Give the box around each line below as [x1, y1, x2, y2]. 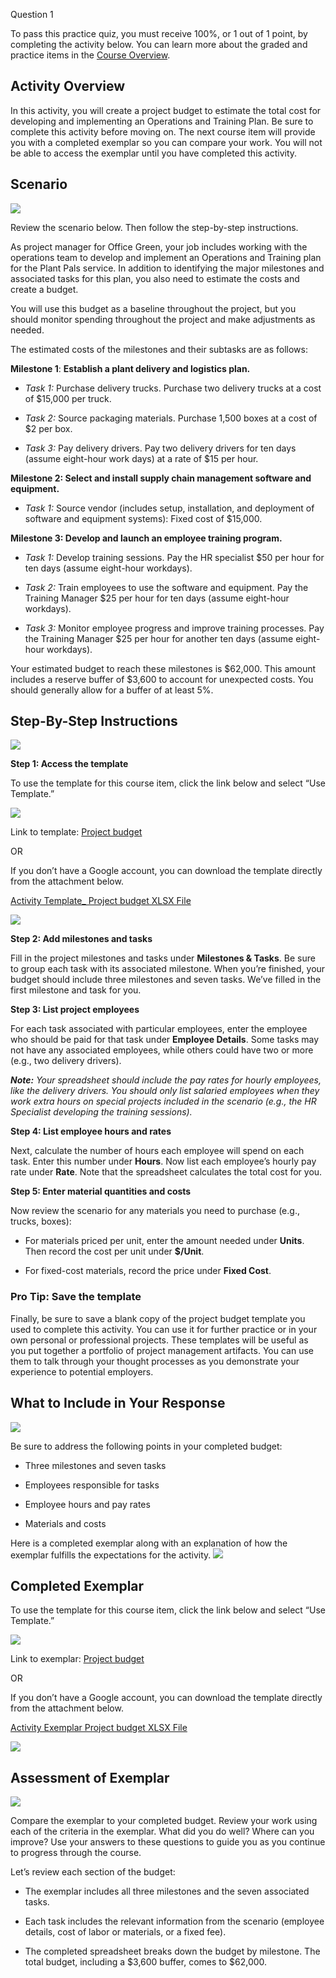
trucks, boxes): [10, 1215, 72, 1228]
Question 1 [10, 9, 54, 20]
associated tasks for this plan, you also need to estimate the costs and [10, 272, 300, 284]
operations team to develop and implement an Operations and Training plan [10, 251, 322, 263]
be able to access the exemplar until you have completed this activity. [10, 147, 298, 159]
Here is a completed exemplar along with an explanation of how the [10, 1537, 288, 1549]
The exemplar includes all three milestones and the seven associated [24, 1885, 310, 1898]
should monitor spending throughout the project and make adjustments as [10, 313, 316, 325]
